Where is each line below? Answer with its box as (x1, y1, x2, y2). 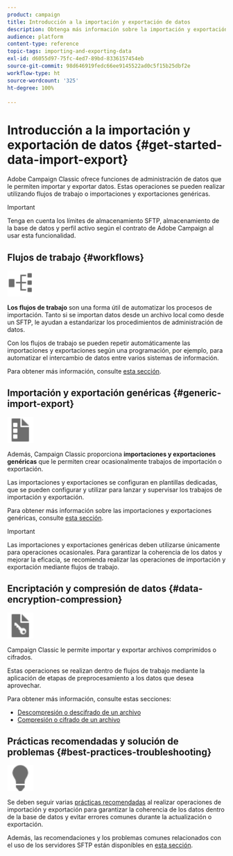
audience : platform (7, 33, 64, 40)
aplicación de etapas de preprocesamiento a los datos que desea (7, 673, 194, 682)
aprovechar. (7, 681, 42, 689)
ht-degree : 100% (7, 84, 54, 92)
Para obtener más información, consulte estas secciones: (7, 694, 172, 703)
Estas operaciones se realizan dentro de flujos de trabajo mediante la (7, 666, 205, 675)
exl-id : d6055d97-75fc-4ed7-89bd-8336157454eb (7, 56, 144, 62)
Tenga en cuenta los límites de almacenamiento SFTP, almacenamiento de (7, 217, 220, 225)
